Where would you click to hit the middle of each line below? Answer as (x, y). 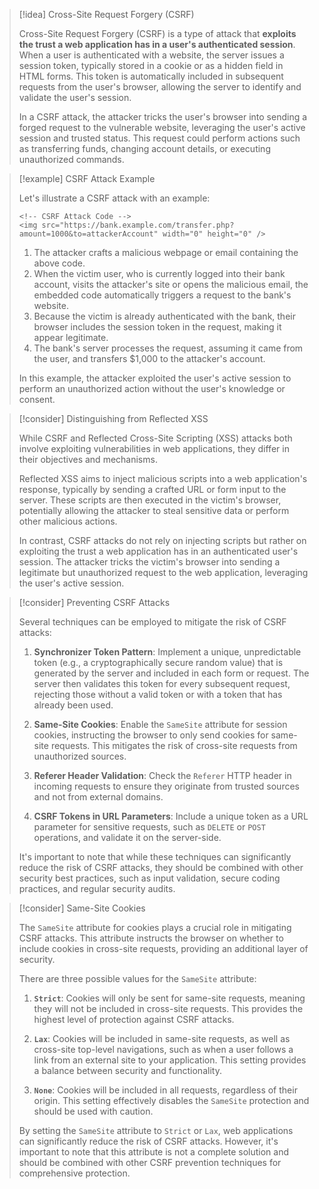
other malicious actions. (68, 521)
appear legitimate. (71, 337)
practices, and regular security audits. (97, 888)
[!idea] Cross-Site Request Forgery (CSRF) (106, 14)
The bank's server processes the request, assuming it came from (168, 348)
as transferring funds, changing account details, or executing (144, 148)
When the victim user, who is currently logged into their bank (159, 273)
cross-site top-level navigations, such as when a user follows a (163, 1049)
